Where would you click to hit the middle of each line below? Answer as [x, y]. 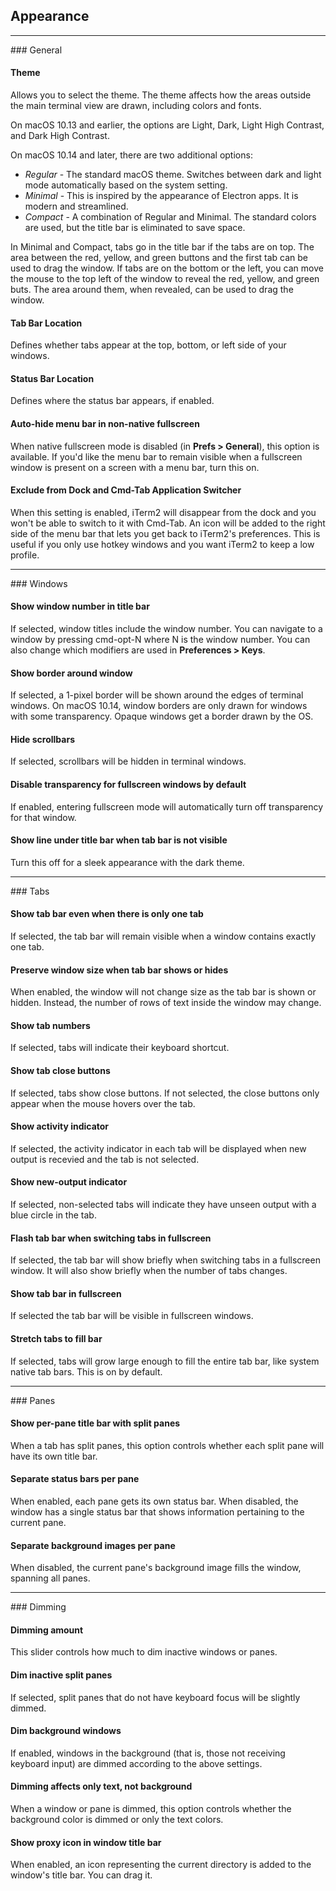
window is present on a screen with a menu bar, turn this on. [135, 467]
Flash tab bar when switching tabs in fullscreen [111, 1238]
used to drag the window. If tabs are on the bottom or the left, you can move [167, 268]
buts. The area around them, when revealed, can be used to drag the [152, 290]
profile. [25, 555]
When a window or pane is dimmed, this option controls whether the [151, 1809]
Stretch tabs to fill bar [56, 1339]
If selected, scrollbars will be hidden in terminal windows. [128, 761]
